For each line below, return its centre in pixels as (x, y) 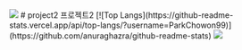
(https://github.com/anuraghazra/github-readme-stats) (110, 36)
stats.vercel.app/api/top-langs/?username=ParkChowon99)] (121, 25)
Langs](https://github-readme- (177, 15)
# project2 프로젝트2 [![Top (69, 15)
